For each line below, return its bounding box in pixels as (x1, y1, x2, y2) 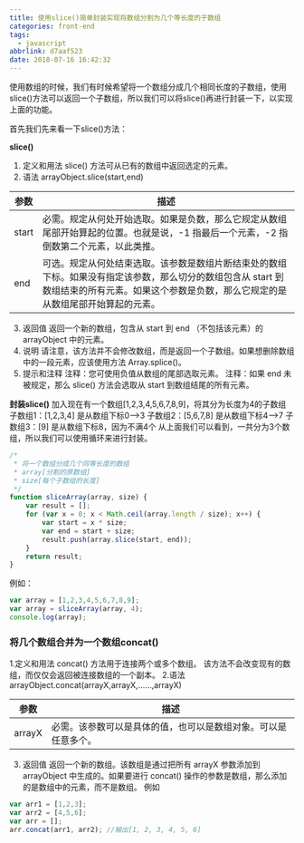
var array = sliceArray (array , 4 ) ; (9, 605, 144, 614)
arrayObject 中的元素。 (22, 334, 109, 344)
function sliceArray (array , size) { (9, 493, 147, 502)
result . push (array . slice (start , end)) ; (42, 535, 193, 544)
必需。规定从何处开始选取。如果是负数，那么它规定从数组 (42, 213, 288, 225)
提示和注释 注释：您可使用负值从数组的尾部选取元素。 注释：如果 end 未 (22, 368, 292, 379)
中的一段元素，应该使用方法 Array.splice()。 (22, 357, 187, 367)
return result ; (25, 552, 83, 561)
